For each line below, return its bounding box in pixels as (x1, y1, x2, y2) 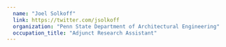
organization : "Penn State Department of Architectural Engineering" (13, 23, 220, 30)
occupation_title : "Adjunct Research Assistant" (13, 29, 157, 37)
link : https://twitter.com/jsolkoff (13, 17, 120, 23)
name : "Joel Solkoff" (13, 10, 76, 17)
